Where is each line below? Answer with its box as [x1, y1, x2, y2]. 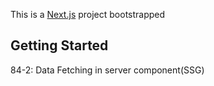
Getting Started [10, 37, 109, 54]
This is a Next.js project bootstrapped [10, 9, 166, 20]
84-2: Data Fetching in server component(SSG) [10, 64, 205, 76]
